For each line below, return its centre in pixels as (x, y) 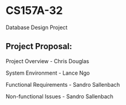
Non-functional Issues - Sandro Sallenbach (59, 96)
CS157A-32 (34, 11)
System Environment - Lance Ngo (48, 73)
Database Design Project (37, 27)
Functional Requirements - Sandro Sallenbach (63, 84)
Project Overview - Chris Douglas (47, 61)
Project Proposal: (39, 46)
